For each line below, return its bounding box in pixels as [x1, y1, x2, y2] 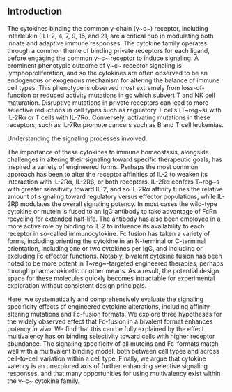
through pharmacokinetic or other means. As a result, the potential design [7, 266, 219, 275]
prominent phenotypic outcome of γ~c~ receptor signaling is [7, 61, 183, 69]
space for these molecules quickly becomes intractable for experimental [7, 274, 215, 282]
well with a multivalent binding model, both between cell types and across [7, 347, 219, 355]
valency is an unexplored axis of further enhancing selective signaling [7, 361, 208, 370]
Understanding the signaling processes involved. [7, 134, 148, 143]
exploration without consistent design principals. [7, 281, 147, 289]
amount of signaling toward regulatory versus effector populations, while [7, 192, 216, 201]
